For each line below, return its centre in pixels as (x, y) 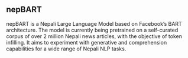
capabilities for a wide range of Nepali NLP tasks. (66, 49)
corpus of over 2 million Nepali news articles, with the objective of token (94, 36)
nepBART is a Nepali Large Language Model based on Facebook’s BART (94, 23)
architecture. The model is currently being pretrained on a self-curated (92, 30)
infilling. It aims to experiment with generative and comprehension (87, 42)
